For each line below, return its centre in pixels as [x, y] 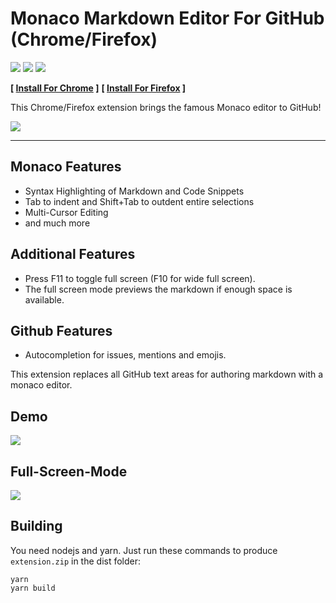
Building [36, 526]
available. [44, 299]
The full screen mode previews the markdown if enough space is [158, 289]
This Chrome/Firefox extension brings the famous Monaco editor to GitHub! [166, 107]
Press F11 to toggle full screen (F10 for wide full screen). [140, 278]
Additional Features [73, 254]
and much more [57, 223]
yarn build [33, 588]
